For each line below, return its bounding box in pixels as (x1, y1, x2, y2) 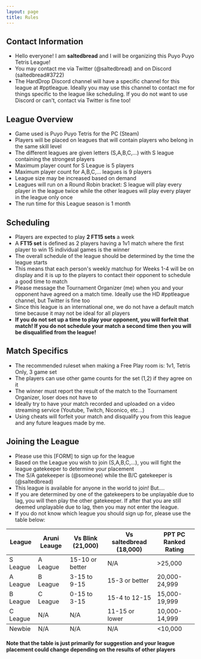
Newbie (9, 624, 31, 633)
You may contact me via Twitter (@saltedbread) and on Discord (14, 65, 172, 72)
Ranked (163, 537, 185, 546)
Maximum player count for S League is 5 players (14, 162, 135, 169)
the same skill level (14, 143, 62, 150)
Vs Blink (74, 534, 98, 542)
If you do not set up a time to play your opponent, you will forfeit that (14, 315, 189, 323)
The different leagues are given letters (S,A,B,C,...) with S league (14, 149, 174, 156)
